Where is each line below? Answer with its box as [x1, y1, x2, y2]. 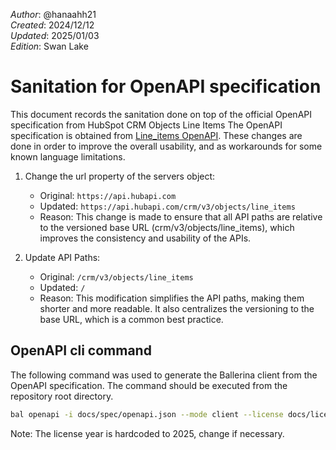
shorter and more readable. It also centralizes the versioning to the [39, 302, 315, 314]
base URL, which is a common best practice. [39, 313, 224, 325]
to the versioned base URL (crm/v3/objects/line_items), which [39, 221, 295, 233]
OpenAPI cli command [10, 342, 152, 359]
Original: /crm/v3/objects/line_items [39, 270, 194, 283]
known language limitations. [10, 150, 126, 163]
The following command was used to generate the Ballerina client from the [10, 369, 318, 381]
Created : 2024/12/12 [10, 19, 95, 31]
